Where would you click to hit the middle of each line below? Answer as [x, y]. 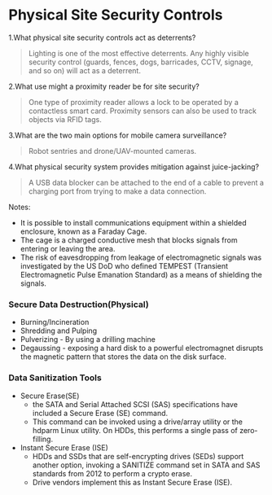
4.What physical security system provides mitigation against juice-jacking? [134, 166]
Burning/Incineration [55, 322]
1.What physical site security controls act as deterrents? [102, 37]
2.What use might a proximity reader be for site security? [104, 86]
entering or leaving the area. [68, 248]
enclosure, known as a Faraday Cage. [83, 231]
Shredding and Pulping [59, 331]
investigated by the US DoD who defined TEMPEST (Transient [124, 265]
